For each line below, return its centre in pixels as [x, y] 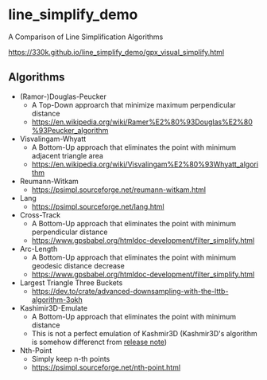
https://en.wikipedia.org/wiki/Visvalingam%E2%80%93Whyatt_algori [145, 164]
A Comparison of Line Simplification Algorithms [86, 37]
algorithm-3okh [57, 300]
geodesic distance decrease [78, 265]
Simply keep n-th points [71, 358]
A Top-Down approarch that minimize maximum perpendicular [133, 104]
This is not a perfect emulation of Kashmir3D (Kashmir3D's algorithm [144, 333]
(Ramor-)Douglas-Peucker [63, 96]
